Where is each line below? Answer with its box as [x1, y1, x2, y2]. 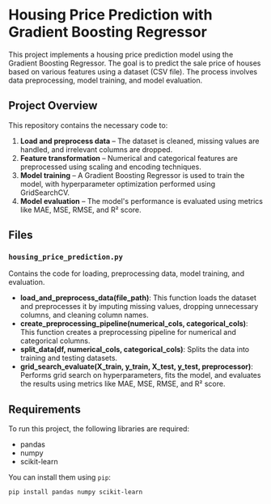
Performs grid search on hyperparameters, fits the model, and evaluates [19, 371, 261, 380]
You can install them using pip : [8, 472, 112, 482]
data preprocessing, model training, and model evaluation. [8, 75, 203, 85]
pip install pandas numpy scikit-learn [8, 488, 143, 497]
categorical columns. [19, 336, 91, 345]
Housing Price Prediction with [8, 6, 213, 24]
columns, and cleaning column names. [19, 310, 149, 320]
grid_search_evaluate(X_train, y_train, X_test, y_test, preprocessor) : [19, 362, 253, 371]
